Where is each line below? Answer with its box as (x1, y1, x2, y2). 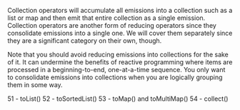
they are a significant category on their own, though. (7, 36, 162, 45)
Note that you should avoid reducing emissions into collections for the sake (7, 50, 229, 59)
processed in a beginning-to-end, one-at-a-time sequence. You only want (7, 66, 226, 74)
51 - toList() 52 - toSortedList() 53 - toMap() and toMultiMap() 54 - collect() (7, 94, 229, 103)
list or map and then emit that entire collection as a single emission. (7, 14, 206, 22)
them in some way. (7, 81, 63, 89)
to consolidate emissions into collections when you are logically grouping (7, 73, 223, 81)
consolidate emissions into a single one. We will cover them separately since (7, 29, 233, 37)
